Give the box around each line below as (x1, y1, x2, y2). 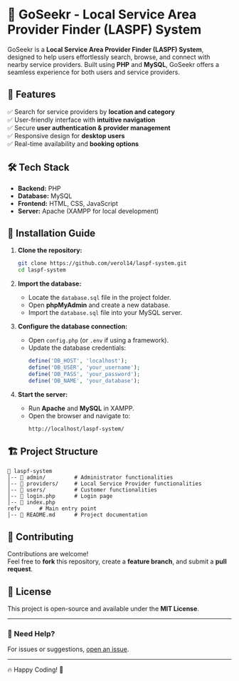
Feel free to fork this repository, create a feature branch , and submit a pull (7, 557, 227, 566)
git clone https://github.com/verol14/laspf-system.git (17, 260, 187, 267)
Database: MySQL (17, 192, 73, 200)
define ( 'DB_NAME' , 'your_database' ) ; (28, 377, 141, 384)
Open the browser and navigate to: (28, 411, 130, 420)
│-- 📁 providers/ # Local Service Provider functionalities (7, 480, 202, 487)
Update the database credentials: (28, 343, 127, 352)
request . (7, 565, 33, 573)
